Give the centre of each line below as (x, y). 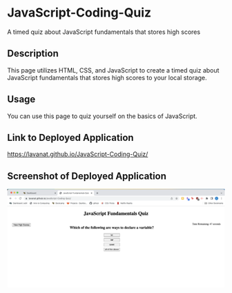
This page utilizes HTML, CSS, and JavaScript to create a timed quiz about (113, 70)
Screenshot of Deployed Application (87, 176)
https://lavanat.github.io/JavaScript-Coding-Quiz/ (78, 154)
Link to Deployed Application (70, 137)
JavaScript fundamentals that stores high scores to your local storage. (107, 77)
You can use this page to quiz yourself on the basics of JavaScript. (103, 116)
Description (33, 54)
